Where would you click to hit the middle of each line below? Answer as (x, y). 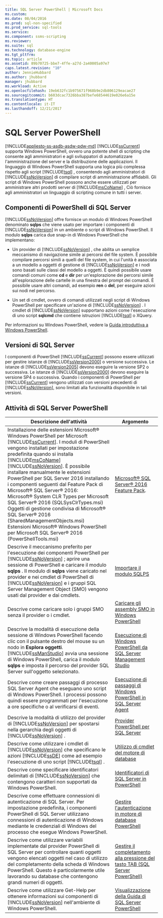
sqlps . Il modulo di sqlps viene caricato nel (57, 571)
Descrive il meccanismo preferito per (50, 547)
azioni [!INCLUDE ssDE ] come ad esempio (55, 756)
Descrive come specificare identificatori (53, 770)
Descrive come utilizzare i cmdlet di (48, 744)
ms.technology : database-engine (38, 50)
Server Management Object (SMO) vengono (58, 589)
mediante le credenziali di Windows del (52, 826)
